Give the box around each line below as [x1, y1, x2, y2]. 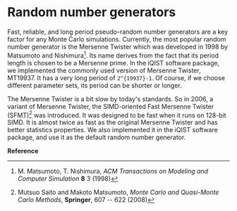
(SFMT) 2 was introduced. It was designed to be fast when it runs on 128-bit [7, 110, 227, 120]
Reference [7, 147, 39, 155]
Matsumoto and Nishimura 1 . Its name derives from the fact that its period [7, 50, 219, 60]
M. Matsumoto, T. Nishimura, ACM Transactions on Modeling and [17, 167, 209, 176]
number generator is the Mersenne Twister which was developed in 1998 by [7, 42, 228, 51]
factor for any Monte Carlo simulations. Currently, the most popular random [7, 34, 226, 43]
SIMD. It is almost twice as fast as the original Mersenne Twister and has [7, 118, 218, 127]
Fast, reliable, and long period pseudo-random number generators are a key [7, 27, 229, 36]
